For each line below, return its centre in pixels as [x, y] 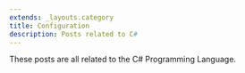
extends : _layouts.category [62, 17]
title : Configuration [50, 26]
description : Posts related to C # [74, 34]
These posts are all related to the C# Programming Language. [123, 60]
